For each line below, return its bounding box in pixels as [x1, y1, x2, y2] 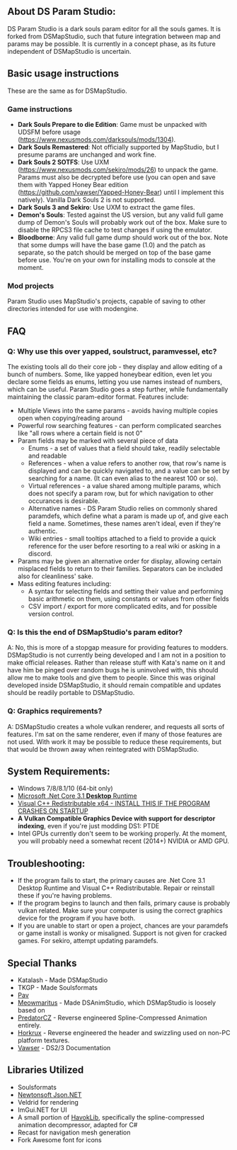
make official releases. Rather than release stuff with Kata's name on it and [7, 658, 226, 667]
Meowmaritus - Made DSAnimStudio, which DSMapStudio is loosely [17, 998, 216, 1007]
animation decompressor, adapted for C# [17, 1120, 138, 1129]
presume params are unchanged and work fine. [17, 150, 157, 159]
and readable [28, 451, 67, 460]
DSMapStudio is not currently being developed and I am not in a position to [7, 651, 226, 660]
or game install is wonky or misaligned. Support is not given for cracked [17, 929, 227, 937]
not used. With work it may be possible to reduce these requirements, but [7, 737, 221, 746]
